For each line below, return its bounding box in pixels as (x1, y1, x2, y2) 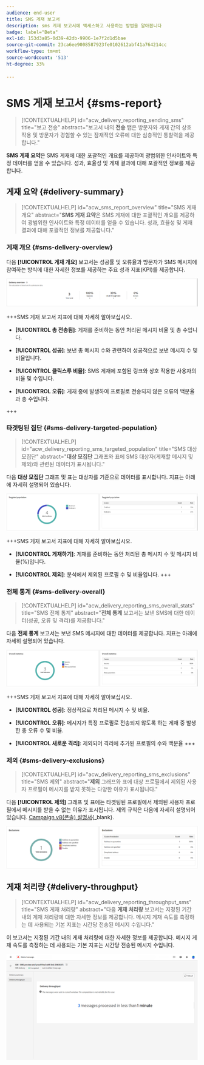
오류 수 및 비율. (28, 727, 64, 734)
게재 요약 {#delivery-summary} (6, 186, 124, 197)
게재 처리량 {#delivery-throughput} (6, 882, 138, 892)
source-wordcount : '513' (6, 55, 69, 61)
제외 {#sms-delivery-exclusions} (6, 756, 105, 765)
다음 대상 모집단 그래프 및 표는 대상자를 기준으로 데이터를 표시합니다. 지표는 (6, 473, 184, 481)
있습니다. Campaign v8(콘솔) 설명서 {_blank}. (6, 813, 114, 820)
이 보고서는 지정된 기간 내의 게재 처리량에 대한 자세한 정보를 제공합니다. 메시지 (6, 933, 191, 941)
